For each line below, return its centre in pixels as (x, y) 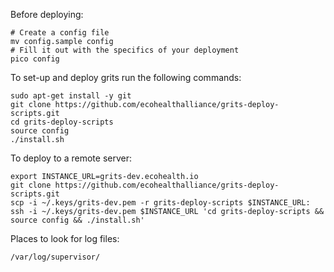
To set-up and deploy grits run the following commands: (126, 77)
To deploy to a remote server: (71, 158)
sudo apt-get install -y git (71, 96)
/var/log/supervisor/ (55, 257)
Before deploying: (47, 14)
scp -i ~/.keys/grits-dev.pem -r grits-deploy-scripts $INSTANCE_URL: (160, 203)
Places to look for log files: (65, 238)
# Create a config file (60, 33)
